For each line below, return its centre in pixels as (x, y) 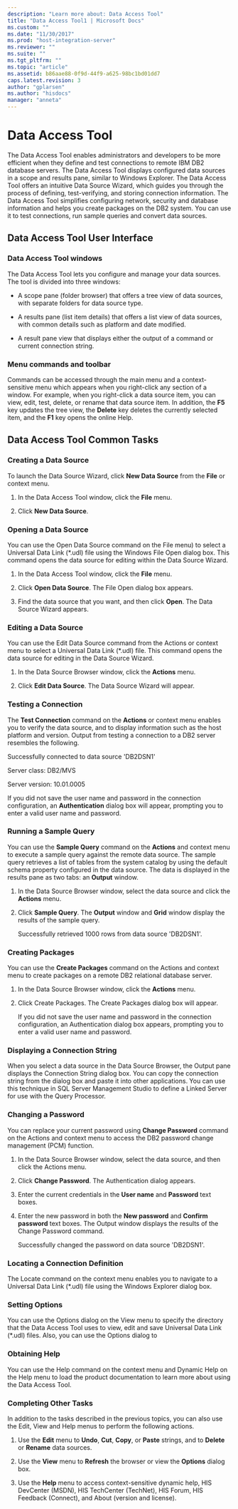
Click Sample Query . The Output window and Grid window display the (121, 912)
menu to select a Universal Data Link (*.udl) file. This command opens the (115, 651)
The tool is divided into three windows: (64, 282)
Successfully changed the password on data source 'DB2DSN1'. (111, 1245)
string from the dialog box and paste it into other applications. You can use (117, 1081)
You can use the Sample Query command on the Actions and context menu (119, 847)
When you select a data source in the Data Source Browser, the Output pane (119, 1066)
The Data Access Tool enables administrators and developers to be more (114, 155)
